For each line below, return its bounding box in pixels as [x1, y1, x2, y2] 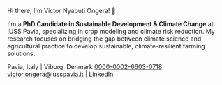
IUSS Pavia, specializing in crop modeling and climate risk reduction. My [7, 28, 215, 35]
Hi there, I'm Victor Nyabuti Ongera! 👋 [7, 7, 117, 15]
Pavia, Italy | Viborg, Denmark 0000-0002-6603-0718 [7, 63, 163, 70]
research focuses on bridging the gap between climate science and [7, 35, 202, 43]
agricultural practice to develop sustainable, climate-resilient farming [7, 42, 206, 50]
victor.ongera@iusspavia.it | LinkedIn [7, 70, 114, 78]
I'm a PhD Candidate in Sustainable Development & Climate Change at [7, 20, 214, 28]
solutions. [7, 49, 36, 57]
